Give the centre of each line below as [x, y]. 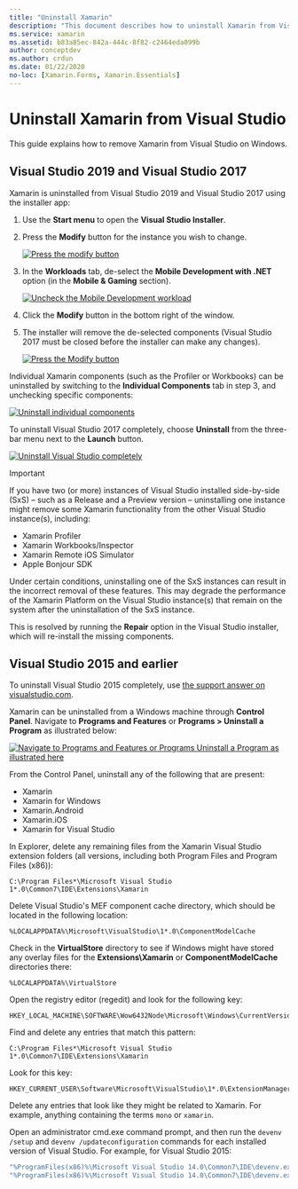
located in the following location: [69, 916]
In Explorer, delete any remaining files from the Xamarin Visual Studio [135, 846]
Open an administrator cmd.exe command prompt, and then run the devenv [145, 1132]
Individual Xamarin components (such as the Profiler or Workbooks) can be [146, 376]
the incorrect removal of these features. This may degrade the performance [148, 590]
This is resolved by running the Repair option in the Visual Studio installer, [144, 626]
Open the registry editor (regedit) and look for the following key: [126, 1000]
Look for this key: [41, 1073]
